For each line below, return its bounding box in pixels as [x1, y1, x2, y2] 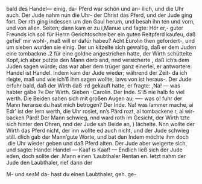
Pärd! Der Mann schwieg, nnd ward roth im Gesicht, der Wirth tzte [26, 114, 190, 121]
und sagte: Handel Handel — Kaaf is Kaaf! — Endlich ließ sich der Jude [6, 146, 183, 153]
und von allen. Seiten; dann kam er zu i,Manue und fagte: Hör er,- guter [6, 24, 184, 31]
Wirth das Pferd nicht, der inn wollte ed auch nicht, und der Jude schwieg [6, 127, 189, 134]
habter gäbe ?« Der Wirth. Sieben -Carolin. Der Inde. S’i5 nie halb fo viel [6, 89, 185, 95]
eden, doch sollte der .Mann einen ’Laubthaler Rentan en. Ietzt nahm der [6, 153, 186, 159]
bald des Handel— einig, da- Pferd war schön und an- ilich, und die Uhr [6, 5, 185, 12]
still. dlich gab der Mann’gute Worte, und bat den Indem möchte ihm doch [6, 133, 189, 141]
